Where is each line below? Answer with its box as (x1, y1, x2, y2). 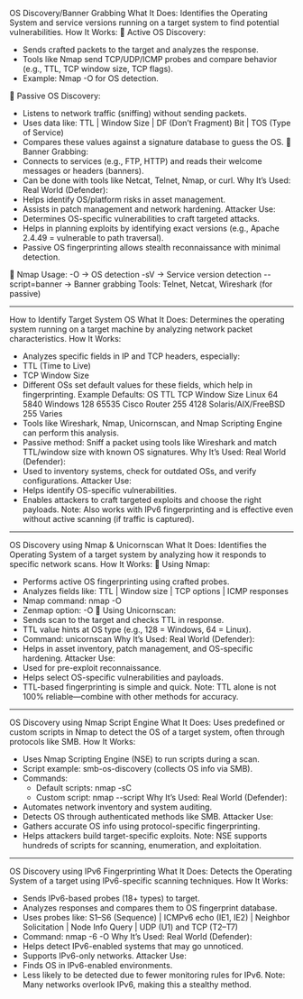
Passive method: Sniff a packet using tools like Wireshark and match (22, 437, 278, 447)
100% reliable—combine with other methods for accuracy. (22, 692, 239, 701)
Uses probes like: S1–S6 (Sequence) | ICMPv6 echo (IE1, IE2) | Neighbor (22, 912, 290, 922)
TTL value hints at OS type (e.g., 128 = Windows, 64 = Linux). (22, 624, 252, 635)
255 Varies (22, 408, 63, 418)
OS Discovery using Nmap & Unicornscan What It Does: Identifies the (9, 540, 268, 550)
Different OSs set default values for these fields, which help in (22, 380, 252, 390)
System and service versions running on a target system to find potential (9, 17, 280, 28)
